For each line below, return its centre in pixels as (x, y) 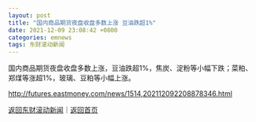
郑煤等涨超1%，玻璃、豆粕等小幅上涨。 (72, 78)
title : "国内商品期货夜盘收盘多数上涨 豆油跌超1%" (82, 23)
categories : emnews (40, 37)
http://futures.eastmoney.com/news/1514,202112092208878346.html (120, 94)
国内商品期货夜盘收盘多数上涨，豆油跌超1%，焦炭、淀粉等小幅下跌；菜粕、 (130, 68)
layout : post (30, 15)
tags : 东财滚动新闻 (37, 45)
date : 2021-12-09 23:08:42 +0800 (63, 30)
